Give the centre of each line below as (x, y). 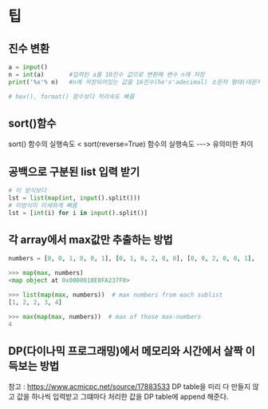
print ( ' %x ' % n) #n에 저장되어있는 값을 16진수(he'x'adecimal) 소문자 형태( (127, 82)
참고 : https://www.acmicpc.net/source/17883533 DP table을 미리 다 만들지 (130, 387)
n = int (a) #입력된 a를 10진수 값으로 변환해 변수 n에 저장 (106, 74)
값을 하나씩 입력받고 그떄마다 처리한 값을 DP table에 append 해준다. (122, 397)
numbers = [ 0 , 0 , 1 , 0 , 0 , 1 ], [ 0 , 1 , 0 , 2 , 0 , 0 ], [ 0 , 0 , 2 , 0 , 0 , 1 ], (132, 259)
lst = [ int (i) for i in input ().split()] (78, 212)
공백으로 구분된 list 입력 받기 (74, 171)
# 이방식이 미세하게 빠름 (43, 205)
